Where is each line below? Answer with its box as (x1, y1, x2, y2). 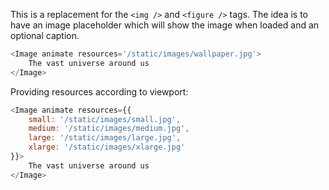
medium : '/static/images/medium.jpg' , (28, 124, 190, 134)
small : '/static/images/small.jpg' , (28, 114, 182, 124)
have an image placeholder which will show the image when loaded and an (10, 19, 320, 31)
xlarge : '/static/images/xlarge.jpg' (28, 142, 186, 153)
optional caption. (10, 30, 80, 41)
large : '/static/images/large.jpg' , (28, 133, 182, 143)
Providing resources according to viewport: (10, 85, 189, 98)
